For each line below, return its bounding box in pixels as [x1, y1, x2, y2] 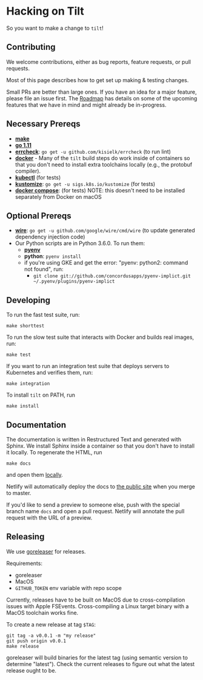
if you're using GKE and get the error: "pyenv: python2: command [24, 259, 188, 266]
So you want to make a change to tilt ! [6, 24, 104, 32]
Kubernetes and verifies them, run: [6, 369, 93, 376]
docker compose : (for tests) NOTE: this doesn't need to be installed [15, 187, 185, 194]
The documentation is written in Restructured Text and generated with [6, 436, 182, 443]
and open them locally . [6, 471, 64, 478]
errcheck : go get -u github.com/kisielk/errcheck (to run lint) [15, 148, 171, 155]
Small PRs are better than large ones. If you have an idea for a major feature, [6, 88, 197, 95]
